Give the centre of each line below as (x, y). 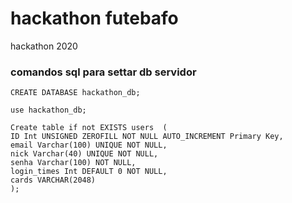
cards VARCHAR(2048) (53, 180)
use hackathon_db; (48, 110)
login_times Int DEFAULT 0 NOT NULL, (89, 172)
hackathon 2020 (44, 46)
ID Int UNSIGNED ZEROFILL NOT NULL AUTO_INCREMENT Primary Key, (147, 137)
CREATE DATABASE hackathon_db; (75, 93)
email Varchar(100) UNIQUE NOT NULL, (89, 145)
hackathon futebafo (94, 18)
